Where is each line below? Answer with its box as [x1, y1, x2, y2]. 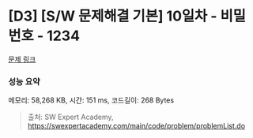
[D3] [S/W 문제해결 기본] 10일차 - [8, 7, 217, 25]
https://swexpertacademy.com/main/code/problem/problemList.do [27, 121, 246, 131]
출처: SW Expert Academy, [27, 112, 114, 122]
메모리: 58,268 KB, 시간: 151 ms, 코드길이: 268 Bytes [8, 95, 175, 105]
